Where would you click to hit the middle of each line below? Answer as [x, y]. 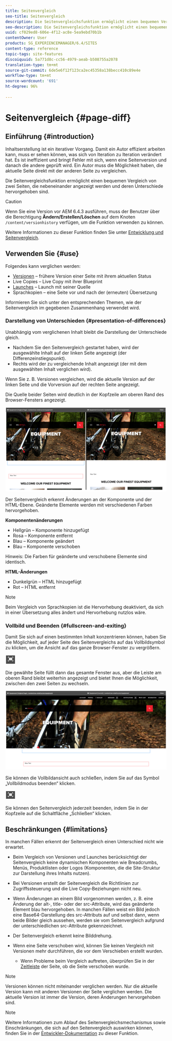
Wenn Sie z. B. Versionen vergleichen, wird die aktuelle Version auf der [80, 379]
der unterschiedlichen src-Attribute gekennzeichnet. [68, 926]
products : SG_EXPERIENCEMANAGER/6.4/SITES [51, 44]
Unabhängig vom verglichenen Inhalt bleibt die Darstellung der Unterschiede [86, 332]
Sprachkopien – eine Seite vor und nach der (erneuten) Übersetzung [85, 292]
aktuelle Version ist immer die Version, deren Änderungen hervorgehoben [83, 997]
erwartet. [15, 847]
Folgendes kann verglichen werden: [43, 266]
